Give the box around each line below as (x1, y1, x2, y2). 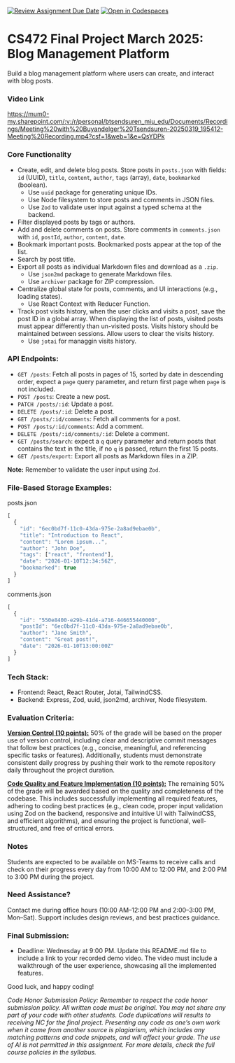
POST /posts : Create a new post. (17, 392, 111, 400)
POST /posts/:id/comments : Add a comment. (17, 422, 145, 430)
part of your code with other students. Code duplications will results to (7, 1011, 211, 1020)
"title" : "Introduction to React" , (20, 532, 124, 539)
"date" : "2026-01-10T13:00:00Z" (20, 642, 114, 649)
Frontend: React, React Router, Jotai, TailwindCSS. (17, 688, 163, 696)
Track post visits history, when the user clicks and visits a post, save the (17, 307, 226, 315)
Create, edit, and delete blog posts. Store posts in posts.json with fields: (17, 165, 227, 174)
